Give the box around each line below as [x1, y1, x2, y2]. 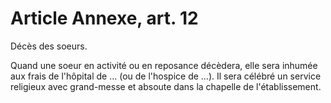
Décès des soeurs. [10, 40, 88, 52]
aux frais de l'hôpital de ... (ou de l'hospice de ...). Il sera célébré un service [10, 70, 322, 82]
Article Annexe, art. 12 [10, 7, 199, 30]
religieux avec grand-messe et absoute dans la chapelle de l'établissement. [10, 80, 322, 92]
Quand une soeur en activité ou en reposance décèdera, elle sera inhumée [10, 59, 318, 71]
